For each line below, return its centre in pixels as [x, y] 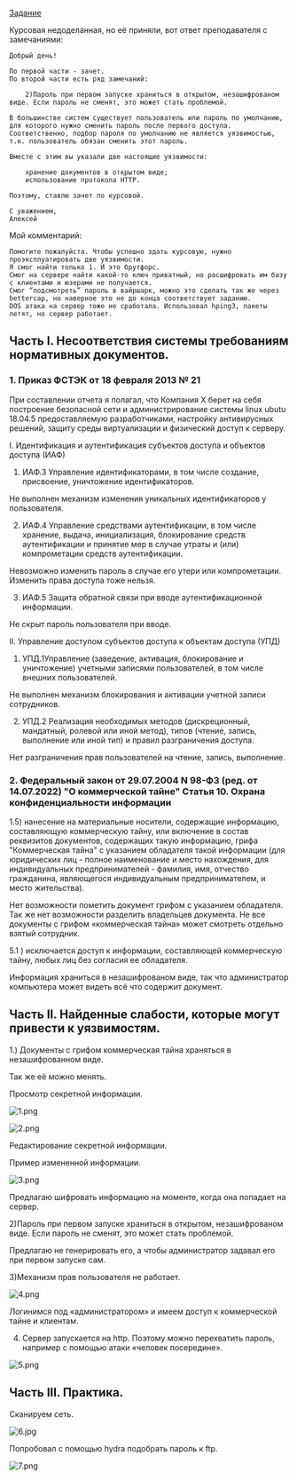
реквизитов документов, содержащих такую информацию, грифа [134, 840]
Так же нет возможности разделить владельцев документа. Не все [137, 914]
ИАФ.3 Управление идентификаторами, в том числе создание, [141, 472]
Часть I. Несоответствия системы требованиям [149, 341]
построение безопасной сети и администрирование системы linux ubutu [148, 409]
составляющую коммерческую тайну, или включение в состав [129, 831]
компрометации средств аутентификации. [102, 553]
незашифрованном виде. [56, 1059]
